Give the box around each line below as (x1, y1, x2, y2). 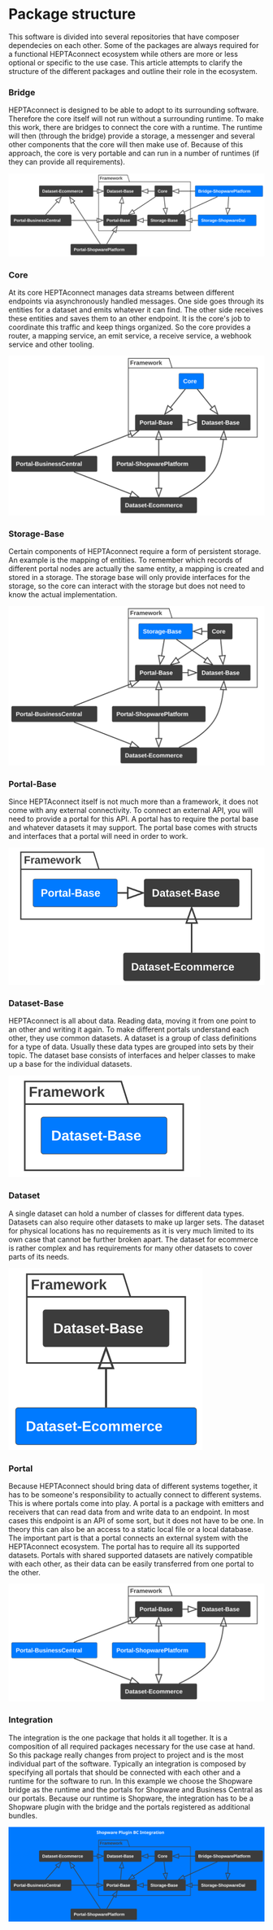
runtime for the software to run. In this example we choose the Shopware (8, 1775, 253, 1786)
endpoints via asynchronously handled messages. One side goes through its (8, 296, 264, 306)
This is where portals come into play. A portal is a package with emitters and (8, 1499, 264, 1509)
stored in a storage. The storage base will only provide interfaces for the (8, 573, 250, 583)
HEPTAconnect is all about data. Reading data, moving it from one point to (8, 1016, 257, 1026)
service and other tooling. (8, 339, 95, 350)
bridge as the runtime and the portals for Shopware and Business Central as (8, 1784, 262, 1794)
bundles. (8, 1810, 38, 1820)
